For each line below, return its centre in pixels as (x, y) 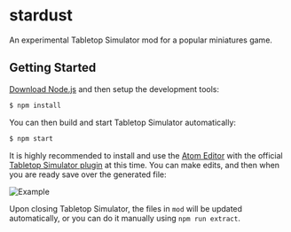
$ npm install (35, 105)
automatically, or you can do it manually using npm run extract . (125, 218)
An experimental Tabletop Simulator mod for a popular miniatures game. (141, 40)
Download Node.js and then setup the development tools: (114, 89)
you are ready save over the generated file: (88, 174)
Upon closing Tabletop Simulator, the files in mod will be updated (126, 208)
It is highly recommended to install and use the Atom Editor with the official (146, 155)
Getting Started (53, 68)
